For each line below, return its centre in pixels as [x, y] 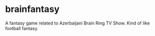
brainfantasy [32, 9]
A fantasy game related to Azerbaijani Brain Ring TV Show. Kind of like [77, 23]
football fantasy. [22, 28]
